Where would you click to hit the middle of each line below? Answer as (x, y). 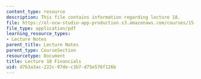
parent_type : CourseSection (41, 50)
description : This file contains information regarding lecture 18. (93, 17)
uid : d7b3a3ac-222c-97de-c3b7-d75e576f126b (61, 67)
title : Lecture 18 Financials (44, 61)
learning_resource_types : (38, 34)
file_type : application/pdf (41, 28)
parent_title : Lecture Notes (42, 45)
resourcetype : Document (36, 56)
